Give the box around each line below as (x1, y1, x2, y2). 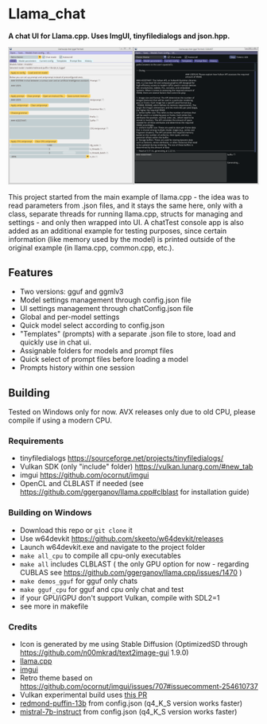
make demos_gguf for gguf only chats (19, 576, 137, 586)
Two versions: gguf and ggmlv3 (19, 287, 124, 297)
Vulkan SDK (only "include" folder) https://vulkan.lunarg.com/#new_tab (19, 462, 253, 472)
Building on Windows (8, 507, 92, 518)
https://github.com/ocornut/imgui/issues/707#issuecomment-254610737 (19, 682, 258, 691)
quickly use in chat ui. (19, 337, 91, 347)
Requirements (8, 435, 64, 446)
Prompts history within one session (19, 363, 135, 372)
